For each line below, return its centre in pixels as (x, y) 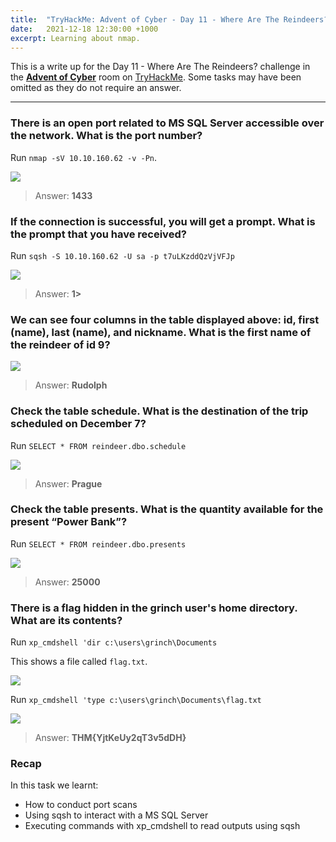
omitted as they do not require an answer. (96, 88)
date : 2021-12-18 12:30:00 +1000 (84, 29)
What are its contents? (66, 620)
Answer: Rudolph (71, 385)
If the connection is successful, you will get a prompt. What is (163, 221)
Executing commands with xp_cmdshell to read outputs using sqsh (162, 826)
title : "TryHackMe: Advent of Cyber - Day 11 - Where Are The (145, 19)
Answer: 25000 (67, 582)
